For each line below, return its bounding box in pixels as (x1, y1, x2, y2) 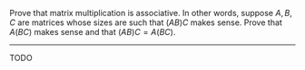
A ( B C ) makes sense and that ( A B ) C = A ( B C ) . (9, 27, 176, 37)
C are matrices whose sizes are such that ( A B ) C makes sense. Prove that (9, 17, 283, 28)
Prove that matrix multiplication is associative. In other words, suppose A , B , (9, 8, 292, 18)
